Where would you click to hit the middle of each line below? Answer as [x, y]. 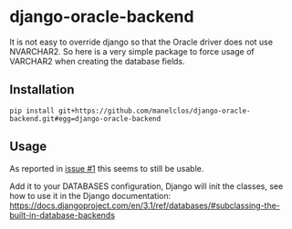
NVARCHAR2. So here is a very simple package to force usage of [132, 51]
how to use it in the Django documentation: [90, 195]
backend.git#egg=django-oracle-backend [85, 119]
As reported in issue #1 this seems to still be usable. [107, 168]
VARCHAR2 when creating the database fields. [97, 61]
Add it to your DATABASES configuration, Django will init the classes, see [146, 186]
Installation [42, 90]
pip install [32, 111]
